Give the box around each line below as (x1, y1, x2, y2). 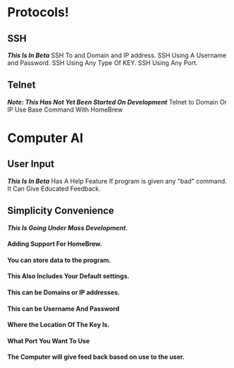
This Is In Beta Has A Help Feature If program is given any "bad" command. (7, 177, 227, 185)
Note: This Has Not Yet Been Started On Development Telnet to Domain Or (7, 97, 228, 106)
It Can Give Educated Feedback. (7, 184, 101, 193)
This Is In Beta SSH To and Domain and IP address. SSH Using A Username (7, 51, 227, 59)
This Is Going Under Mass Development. (7, 223, 128, 232)
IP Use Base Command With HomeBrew (7, 105, 123, 114)
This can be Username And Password (7, 304, 120, 313)
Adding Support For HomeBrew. (7, 239, 102, 248)
